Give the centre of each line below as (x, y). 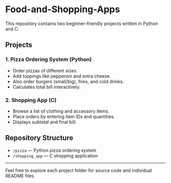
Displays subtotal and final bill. (45, 122)
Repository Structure (39, 138)
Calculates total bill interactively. (46, 87)
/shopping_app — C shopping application (55, 155)
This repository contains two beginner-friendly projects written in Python (82, 23)
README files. (20, 176)
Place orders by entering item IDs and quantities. (64, 116)
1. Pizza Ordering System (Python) (49, 60)
